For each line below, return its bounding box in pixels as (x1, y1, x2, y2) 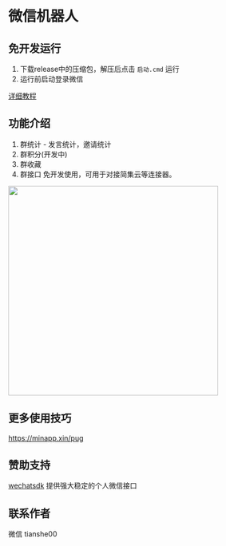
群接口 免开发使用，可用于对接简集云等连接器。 (19, 169, 176, 179)
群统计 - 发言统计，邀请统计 (19, 139, 112, 148)
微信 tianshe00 (8, 529, 57, 539)
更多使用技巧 (8, 412, 72, 425)
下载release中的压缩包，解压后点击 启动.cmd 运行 (19, 65, 180, 73)
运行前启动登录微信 (19, 74, 84, 84)
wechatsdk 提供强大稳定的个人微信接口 (8, 481, 137, 491)
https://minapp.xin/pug (8, 433, 84, 443)
